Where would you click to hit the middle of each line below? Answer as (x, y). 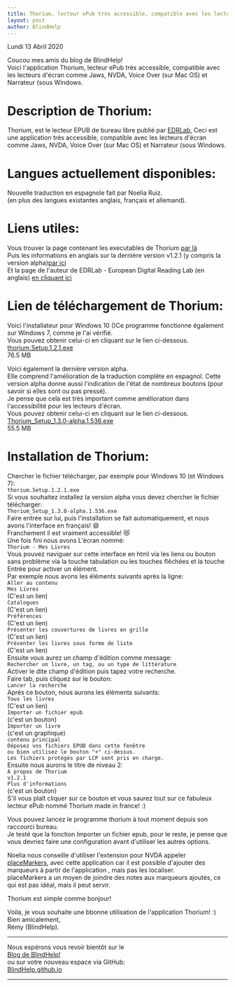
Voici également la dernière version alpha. (68, 369)
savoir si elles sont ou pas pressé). (57, 391)
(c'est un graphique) (37, 733)
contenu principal (34, 740)
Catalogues (23, 603)
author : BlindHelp (34, 27)
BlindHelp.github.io (35, 969)
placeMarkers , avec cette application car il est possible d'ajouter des (106, 863)
